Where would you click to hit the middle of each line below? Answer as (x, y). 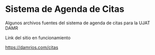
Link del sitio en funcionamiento (38, 38)
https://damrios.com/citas (32, 47)
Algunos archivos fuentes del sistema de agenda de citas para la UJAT (78, 23)
